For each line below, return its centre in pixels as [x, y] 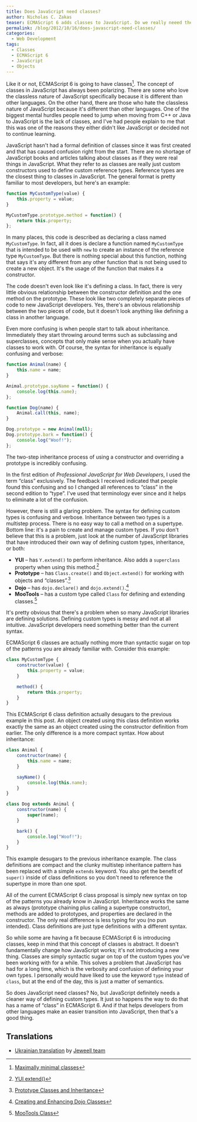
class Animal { [25, 750]
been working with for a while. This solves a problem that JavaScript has [94, 963]
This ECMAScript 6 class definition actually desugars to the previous [89, 714]
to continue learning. [31, 134]
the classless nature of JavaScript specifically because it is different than [94, 96]
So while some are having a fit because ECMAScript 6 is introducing [89, 938]
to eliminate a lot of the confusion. [47, 499]
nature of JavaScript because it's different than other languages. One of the [98, 109]
